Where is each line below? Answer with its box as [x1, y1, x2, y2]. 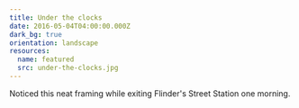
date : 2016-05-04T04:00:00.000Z [9, 22, 131, 31]
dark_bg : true [9, 30, 63, 39]
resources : [9, 47, 50, 56]
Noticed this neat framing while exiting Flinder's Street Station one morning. [9, 87, 291, 99]
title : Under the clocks [9, 13, 103, 22]
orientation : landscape [9, 38, 99, 48]
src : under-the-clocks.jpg [17, 64, 119, 73]
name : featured [17, 55, 75, 64]
